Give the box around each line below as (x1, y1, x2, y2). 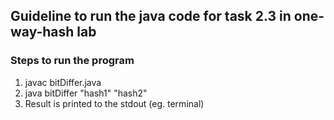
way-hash (10, 24, 75, 41)
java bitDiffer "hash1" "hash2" (24, 87, 148, 99)
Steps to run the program (10, 54, 135, 68)
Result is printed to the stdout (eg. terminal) (24, 97, 205, 109)
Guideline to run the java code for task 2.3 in (10, 8, 292, 25)
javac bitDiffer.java (24, 76, 102, 88)
